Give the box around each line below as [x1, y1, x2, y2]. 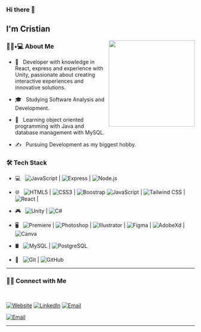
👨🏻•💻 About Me [6, 42, 54, 50]
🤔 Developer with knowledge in [14, 58, 95, 65]
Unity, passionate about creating [14, 71, 96, 78]
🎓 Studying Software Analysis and [14, 95, 105, 103]
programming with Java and [14, 122, 84, 130]
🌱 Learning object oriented [14, 116, 84, 123]
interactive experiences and [14, 77, 84, 85]
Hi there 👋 [6, 5, 36, 14]
